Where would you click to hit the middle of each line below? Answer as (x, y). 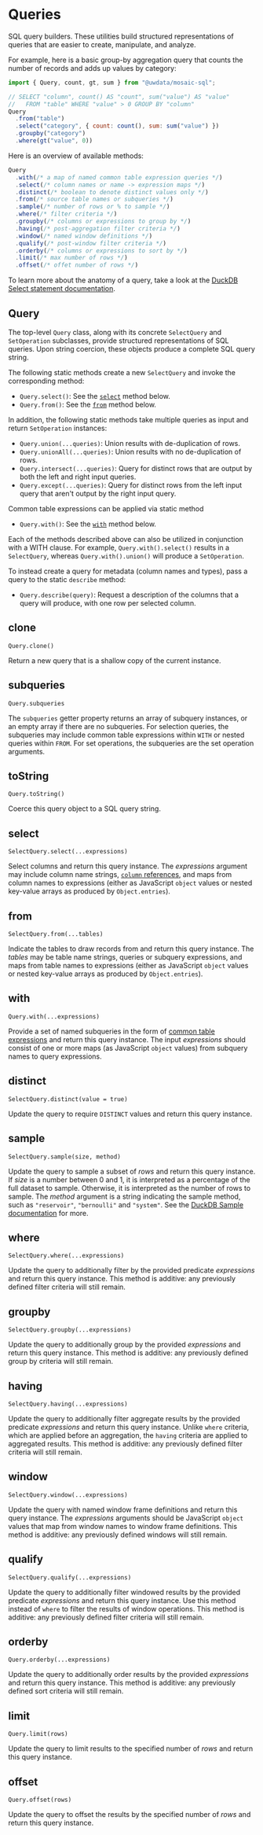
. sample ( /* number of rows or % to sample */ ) (93, 207)
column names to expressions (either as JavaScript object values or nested (130, 883)
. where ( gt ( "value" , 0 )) (54, 141)
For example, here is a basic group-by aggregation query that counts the (126, 60)
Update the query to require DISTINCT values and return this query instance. (130, 1114)
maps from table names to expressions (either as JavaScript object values (128, 966)
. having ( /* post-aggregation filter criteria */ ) (98, 228)
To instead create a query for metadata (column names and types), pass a (128, 571)
